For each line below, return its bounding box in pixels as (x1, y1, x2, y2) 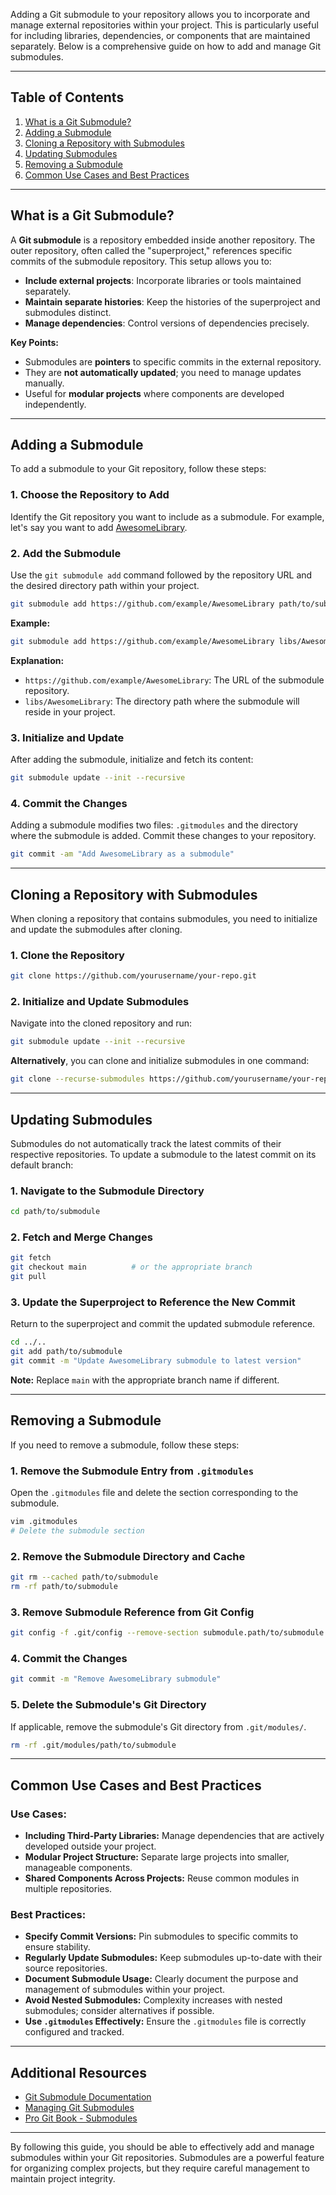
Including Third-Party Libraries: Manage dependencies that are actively (24, 1830, 325, 1842)
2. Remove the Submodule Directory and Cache (10, 1549, 246, 1563)
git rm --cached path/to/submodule (10, 1572, 159, 1583)
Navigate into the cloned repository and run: (10, 1017, 193, 1029)
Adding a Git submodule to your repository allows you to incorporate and (10, 9, 311, 20)
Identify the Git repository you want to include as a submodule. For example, (10, 510, 325, 523)
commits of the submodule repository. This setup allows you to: (10, 255, 272, 267)
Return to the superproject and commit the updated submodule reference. (10, 1318, 316, 1330)
